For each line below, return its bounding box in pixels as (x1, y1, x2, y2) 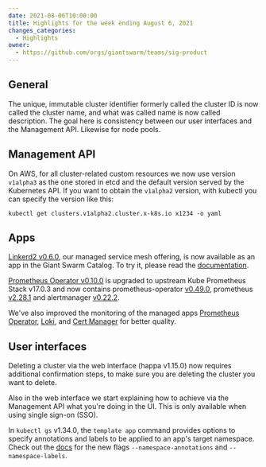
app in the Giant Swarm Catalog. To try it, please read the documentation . (8, 260, 249, 270)
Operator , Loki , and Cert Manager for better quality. (8, 317, 176, 326)
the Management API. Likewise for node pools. (8, 124, 161, 134)
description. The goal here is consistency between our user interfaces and (8, 116, 253, 126)
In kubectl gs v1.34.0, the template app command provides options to (8, 426, 236, 435)
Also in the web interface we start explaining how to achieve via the (8, 393, 229, 403)
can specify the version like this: (8, 194, 114, 204)
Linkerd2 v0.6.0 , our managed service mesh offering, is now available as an (8, 252, 256, 262)
